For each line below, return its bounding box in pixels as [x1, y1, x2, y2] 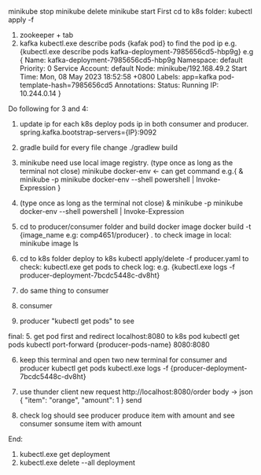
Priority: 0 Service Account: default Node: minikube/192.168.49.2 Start [19, 64, 248, 73]
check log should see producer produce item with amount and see [19, 411, 236, 420]
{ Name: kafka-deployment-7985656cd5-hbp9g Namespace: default [19, 55, 244, 64]
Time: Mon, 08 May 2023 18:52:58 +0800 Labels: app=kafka [19, 72, 218, 81]
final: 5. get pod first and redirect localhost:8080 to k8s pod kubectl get [8, 332, 240, 341]
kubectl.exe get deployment [19, 450, 110, 458]
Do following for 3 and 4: [8, 104, 89, 113]
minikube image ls [19, 239, 79, 248]
